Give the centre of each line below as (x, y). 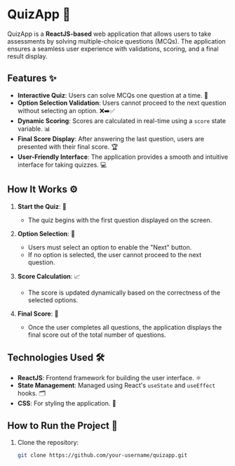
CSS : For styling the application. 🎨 (67, 403)
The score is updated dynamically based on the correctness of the (124, 292)
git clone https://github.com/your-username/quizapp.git (102, 455)
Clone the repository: (48, 443)
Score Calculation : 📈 (49, 276)
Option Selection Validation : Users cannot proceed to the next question (122, 103)
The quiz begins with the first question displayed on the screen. (120, 220)
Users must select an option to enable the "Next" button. (110, 247)
